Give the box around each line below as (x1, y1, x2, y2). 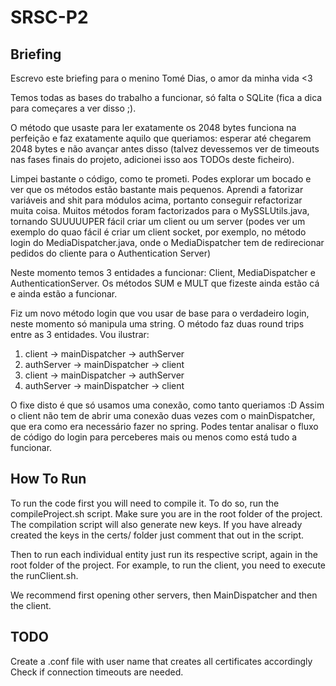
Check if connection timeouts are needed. (10, 666, 184, 678)
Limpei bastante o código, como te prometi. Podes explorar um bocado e (10, 173, 312, 185)
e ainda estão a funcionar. (10, 288, 118, 300)
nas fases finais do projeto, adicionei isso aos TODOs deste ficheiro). (10, 154, 295, 165)
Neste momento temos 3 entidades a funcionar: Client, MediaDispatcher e (10, 267, 316, 278)
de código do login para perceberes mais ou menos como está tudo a (10, 431, 298, 443)
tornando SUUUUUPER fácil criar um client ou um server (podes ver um (10, 216, 306, 227)
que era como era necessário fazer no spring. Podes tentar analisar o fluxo (10, 421, 319, 432)
